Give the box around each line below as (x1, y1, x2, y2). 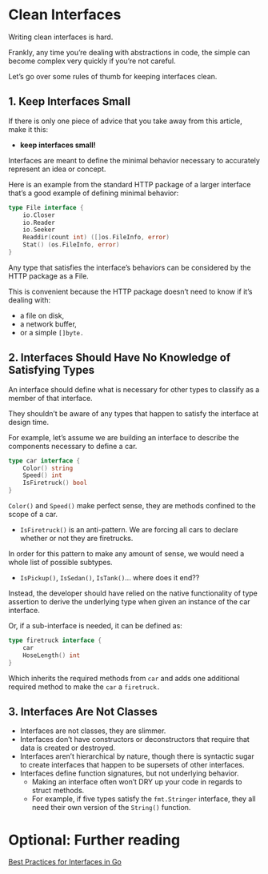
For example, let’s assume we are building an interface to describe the (8, 432, 240, 442)
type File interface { (8, 203, 84, 211)
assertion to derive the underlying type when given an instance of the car (8, 597, 250, 607)
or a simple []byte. (19, 327, 84, 337)
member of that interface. (8, 393, 94, 403)
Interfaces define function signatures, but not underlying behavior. (19, 768, 239, 778)
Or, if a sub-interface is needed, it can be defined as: (8, 621, 182, 631)
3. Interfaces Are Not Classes (8, 704, 158, 718)
